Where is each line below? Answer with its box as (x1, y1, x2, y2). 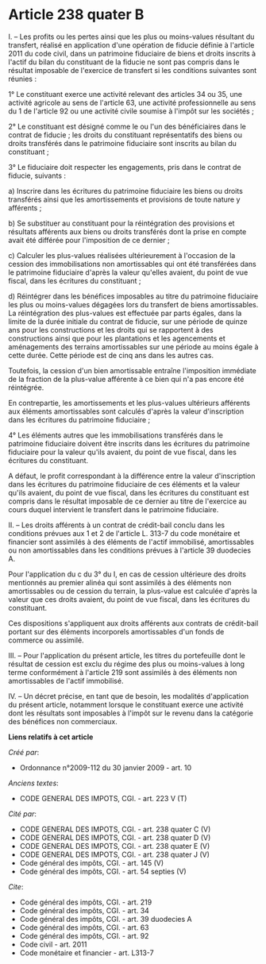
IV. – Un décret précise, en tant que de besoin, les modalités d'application (8, 691, 249, 700)
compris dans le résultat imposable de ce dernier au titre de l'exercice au (8, 496, 248, 506)
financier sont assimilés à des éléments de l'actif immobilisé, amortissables (8, 537, 254, 546)
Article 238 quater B (8, 6, 145, 24)
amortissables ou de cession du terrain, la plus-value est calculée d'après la (8, 586, 257, 596)
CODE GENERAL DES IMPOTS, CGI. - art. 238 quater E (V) (19, 841, 210, 850)
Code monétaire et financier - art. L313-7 (19, 947, 154, 958)
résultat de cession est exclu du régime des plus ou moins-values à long (8, 659, 245, 669)
